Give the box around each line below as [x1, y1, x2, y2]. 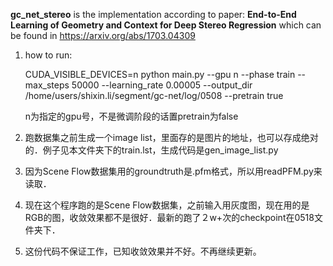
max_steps [24, 79, 70, 91]
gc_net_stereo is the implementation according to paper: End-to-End [10, 9, 297, 20]
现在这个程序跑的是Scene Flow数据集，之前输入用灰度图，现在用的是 [24, 199, 310, 211]
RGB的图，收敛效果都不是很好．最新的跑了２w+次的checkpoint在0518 [24, 212, 315, 223]
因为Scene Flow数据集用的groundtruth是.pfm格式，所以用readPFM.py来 [24, 165, 323, 177]
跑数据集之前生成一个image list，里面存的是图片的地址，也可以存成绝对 [24, 132, 319, 143]
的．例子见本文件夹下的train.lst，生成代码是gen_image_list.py [24, 144, 279, 156]
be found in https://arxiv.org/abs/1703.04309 [10, 30, 196, 41]
